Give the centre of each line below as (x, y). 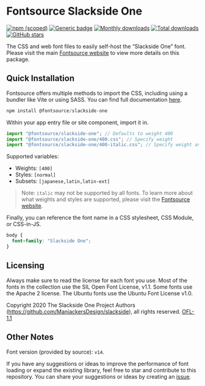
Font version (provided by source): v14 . (56, 352)
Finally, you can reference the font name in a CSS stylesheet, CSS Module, (100, 218)
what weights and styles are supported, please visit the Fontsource (106, 200)
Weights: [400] (34, 168)
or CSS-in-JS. (24, 224)
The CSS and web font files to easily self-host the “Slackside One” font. (96, 46)
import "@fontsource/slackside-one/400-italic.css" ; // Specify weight (99, 145)
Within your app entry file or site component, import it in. (77, 122)
